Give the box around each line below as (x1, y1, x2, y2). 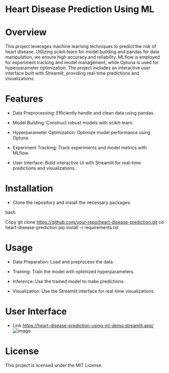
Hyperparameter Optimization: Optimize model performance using (12, 130, 150, 136)
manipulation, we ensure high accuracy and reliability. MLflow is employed (5, 54, 160, 60)
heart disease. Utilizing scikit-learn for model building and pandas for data (5, 49, 160, 55)
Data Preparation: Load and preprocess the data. (12, 258, 115, 264)
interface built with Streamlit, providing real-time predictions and (5, 70, 140, 76)
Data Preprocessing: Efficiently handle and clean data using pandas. (12, 110, 155, 116)
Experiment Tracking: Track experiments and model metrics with (12, 145, 147, 151)
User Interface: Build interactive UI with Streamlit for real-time (12, 160, 141, 166)
